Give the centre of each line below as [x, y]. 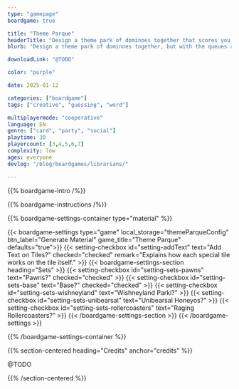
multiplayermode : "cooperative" [55, 118]
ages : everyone [30, 157]
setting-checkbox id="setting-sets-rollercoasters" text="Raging [101, 308]
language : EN [27, 124]
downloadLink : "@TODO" [41, 60]
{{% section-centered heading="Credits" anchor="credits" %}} [100, 351]
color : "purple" [31, 73]
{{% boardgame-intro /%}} [47, 190]
